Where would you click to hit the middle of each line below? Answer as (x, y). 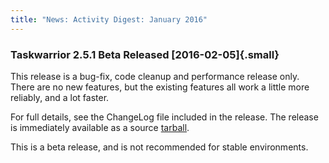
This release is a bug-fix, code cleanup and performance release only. (155, 76)
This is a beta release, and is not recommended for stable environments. (159, 147)
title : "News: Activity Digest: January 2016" (109, 19)
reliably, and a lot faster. (60, 97)
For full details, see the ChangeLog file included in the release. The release (164, 117)
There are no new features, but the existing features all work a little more (160, 87)
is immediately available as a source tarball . (100, 127)
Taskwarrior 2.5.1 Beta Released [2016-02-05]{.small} (145, 54)
